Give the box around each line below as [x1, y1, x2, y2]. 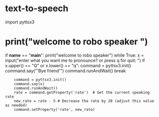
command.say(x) [14, 81, 45, 86]
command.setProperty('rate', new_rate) [14, 107, 95, 112]
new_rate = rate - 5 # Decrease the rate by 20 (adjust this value [14, 98, 154, 103]
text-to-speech [5, 3, 68, 14]
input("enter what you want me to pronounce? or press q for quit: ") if [5, 57, 145, 63]
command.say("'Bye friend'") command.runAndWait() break [5, 68, 126, 74]
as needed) [5, 103, 27, 108]
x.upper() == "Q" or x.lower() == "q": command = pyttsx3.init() [5, 62, 131, 68]
